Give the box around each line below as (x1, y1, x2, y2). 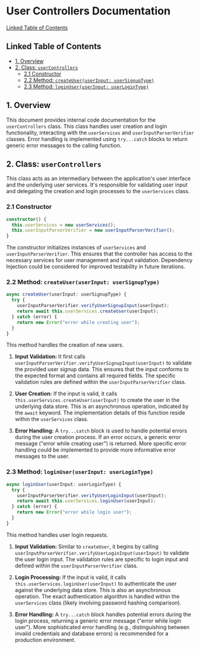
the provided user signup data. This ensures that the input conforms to (14, 366, 189, 373)
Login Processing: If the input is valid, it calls (14, 573, 127, 581)
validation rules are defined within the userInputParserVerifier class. (14, 378, 186, 386)
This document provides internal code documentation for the (6, 116, 156, 124)
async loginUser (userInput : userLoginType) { (6, 481, 121, 487)
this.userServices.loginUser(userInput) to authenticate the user (14, 580, 177, 587)
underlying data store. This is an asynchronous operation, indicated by (14, 403, 189, 410)
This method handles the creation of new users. (6, 341, 124, 348)
